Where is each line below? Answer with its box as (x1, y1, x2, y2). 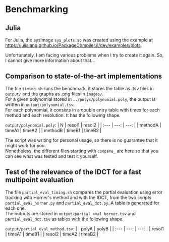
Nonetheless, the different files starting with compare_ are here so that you (5, 148, 159, 154)
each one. (5, 205, 26, 211)
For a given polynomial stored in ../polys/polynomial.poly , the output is (5, 96, 156, 102)
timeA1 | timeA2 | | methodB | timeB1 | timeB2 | (5, 127, 102, 133)
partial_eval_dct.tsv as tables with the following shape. (5, 216, 124, 222)
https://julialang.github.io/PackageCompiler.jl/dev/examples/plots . (5, 42, 142, 48)
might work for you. (5, 142, 46, 148)
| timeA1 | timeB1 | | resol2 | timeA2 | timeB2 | (5, 231, 99, 237)
